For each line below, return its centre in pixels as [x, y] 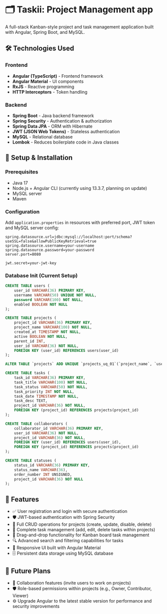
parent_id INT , [30, 341]
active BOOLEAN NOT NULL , [41, 336]
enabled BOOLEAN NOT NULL [41, 305]
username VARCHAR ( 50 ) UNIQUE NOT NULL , [55, 295]
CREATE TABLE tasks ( [28, 373]
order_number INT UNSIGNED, [43, 474]
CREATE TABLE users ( [28, 286]
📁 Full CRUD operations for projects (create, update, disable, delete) [82, 524]
